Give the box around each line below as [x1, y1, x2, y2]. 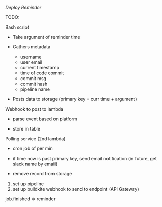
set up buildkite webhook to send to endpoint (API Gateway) [12, 186, 139, 192]
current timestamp [20, 65, 60, 70]
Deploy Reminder [5, 5, 42, 10]
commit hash [20, 81, 48, 87]
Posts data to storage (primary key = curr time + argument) [12, 96, 137, 102]
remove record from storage [12, 171, 72, 176]
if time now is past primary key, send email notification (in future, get [12, 156, 157, 161]
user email [20, 59, 42, 65]
